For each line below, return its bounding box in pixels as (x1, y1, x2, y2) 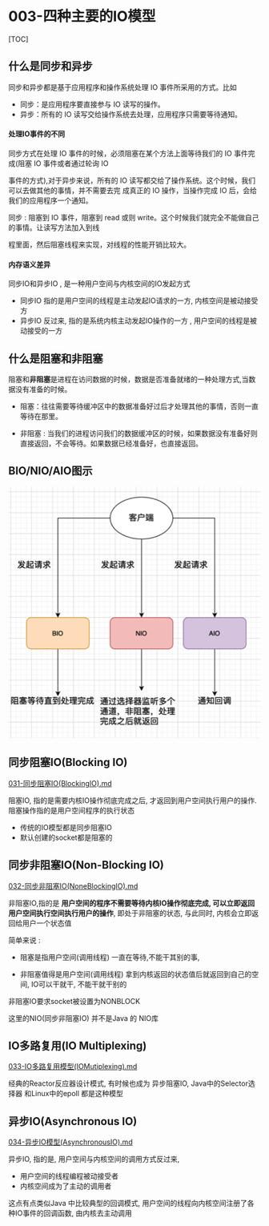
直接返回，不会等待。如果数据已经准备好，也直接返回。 (19, 438, 203, 448)
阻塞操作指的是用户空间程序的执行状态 (8, 805, 134, 815)
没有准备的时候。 (14, 384, 72, 393)
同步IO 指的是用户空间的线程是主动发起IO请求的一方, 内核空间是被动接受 (19, 296, 259, 305)
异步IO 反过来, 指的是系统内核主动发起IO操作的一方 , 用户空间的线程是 (19, 316, 251, 325)
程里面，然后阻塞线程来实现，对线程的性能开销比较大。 (8, 240, 191, 249)
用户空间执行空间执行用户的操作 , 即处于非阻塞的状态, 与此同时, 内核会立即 (8, 908, 252, 917)
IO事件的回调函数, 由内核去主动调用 (14, 1208, 132, 1218)
